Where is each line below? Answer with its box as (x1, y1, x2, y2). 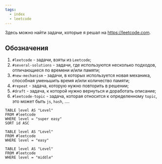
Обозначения (5, 44, 49, 52)
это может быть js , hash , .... (12, 98, 70, 104)
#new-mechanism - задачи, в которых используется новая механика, (12, 72, 151, 78)
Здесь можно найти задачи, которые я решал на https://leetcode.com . (5, 30, 151, 36)
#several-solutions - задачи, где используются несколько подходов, (12, 62, 157, 68)
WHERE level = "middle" (5, 155, 54, 160)
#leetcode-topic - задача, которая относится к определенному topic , (12, 94, 158, 99)
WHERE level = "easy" (5, 138, 49, 143)
